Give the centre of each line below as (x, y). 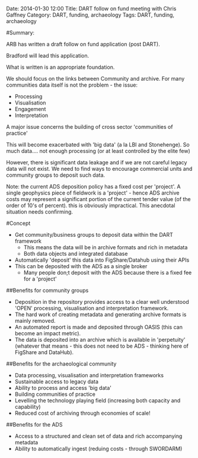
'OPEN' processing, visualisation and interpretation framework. (92, 308)
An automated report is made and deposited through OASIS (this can (98, 327)
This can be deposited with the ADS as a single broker (81, 266)
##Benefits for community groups (47, 290)
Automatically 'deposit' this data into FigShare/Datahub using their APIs (102, 260)
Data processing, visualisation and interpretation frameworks (89, 375)
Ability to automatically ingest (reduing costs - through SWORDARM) (98, 449)
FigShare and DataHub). (44, 352)
